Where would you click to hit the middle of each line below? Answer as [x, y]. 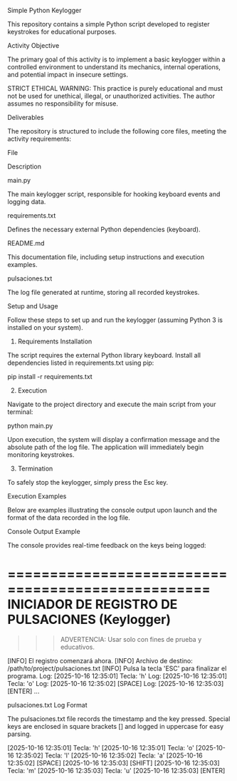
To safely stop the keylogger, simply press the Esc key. [88, 482]
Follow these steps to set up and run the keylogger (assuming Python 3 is [115, 320]
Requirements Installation [55, 341]
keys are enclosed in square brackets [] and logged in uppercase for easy [116, 726]
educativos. [77, 647]
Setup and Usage [33, 306]
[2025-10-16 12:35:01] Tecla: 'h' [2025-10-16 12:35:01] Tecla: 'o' [101, 747]
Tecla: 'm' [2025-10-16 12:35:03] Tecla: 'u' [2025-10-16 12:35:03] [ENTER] [116, 770]
